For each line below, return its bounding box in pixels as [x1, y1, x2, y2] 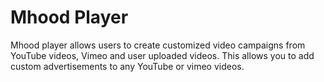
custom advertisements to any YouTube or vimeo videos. [10, 60, 245, 72]
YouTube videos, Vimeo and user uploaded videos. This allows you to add [10, 49, 315, 61]
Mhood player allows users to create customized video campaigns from [10, 39, 306, 51]
